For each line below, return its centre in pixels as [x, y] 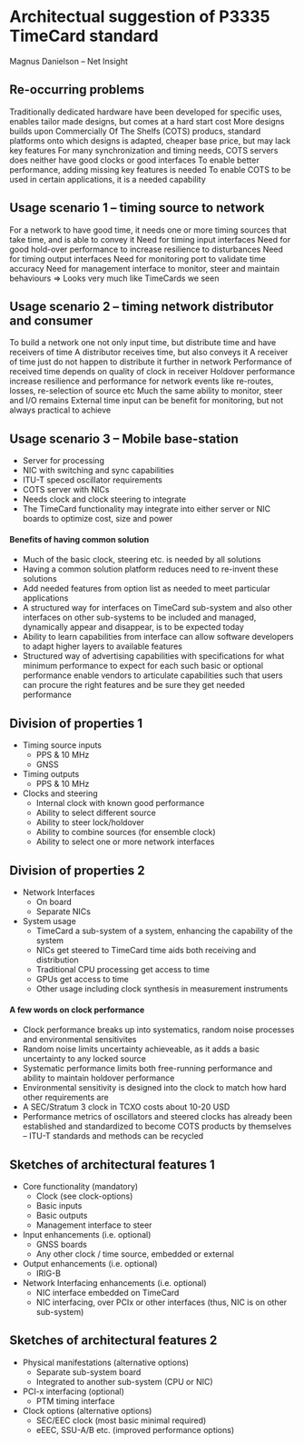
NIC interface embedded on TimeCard [108, 1293]
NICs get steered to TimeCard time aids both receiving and [146, 951]
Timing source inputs [62, 745]
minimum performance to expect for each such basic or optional [143, 666]
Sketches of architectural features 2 [113, 1341]
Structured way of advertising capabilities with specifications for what [153, 656]
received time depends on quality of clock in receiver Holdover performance [152, 372]
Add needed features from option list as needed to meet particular [146, 589]
